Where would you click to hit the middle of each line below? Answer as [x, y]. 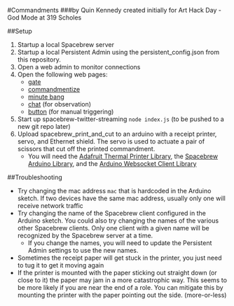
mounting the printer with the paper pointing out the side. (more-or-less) [122, 295]
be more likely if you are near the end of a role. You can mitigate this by [120, 287]
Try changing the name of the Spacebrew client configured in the [112, 213]
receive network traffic [50, 206]
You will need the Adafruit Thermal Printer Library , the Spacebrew [123, 156]
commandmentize [54, 89]
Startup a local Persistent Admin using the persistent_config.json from [118, 52]
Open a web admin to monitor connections [79, 67]
